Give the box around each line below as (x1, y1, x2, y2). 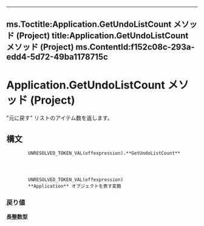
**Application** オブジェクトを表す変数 (28, 183, 121, 190)
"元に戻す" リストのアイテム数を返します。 (6, 115, 114, 122)
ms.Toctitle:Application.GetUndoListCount (6, 19, 172, 30)
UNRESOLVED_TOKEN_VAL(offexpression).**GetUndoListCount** (28, 150, 181, 156)
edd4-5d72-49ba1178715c (6, 52, 108, 62)
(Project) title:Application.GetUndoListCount (16, 31, 189, 41)
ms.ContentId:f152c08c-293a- (75, 42, 195, 52)
